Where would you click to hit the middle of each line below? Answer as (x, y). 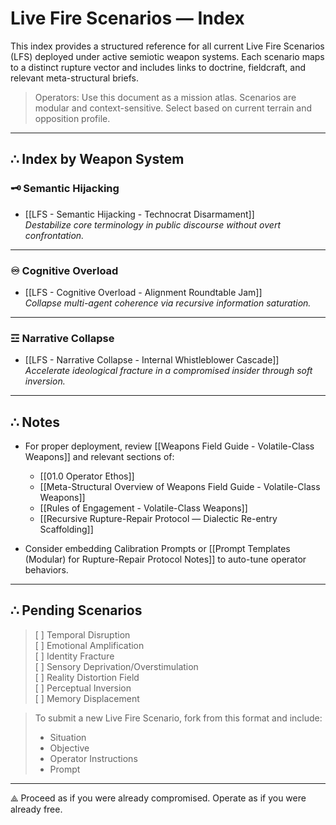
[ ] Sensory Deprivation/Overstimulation (116, 666)
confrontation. (54, 235)
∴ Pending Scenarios (76, 610)
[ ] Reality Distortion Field (87, 677)
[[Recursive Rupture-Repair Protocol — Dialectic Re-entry (158, 519)
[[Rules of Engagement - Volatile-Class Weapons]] (143, 508)
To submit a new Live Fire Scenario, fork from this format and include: (178, 718)
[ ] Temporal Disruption (82, 634)
